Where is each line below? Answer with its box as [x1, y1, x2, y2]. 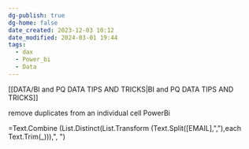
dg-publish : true [8, 11, 65, 20]
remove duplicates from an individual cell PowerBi [8, 108, 171, 117]
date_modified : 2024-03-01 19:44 [8, 33, 118, 42]
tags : [8, 41, 26, 49]
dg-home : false [8, 19, 58, 27]
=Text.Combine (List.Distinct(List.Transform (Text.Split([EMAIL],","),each [8, 123, 242, 132]
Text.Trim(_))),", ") [8, 132, 65, 141]
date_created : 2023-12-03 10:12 [8, 26, 114, 34]
